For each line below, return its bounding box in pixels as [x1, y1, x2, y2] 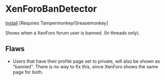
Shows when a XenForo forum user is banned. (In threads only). [5, 30, 140, 36]
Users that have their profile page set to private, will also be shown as [12, 58, 160, 64]
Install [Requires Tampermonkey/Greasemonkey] [5, 20, 109, 26]
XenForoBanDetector [5, 3, 97, 15]
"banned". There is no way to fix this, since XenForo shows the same [12, 63, 158, 69]
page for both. [12, 69, 44, 75]
